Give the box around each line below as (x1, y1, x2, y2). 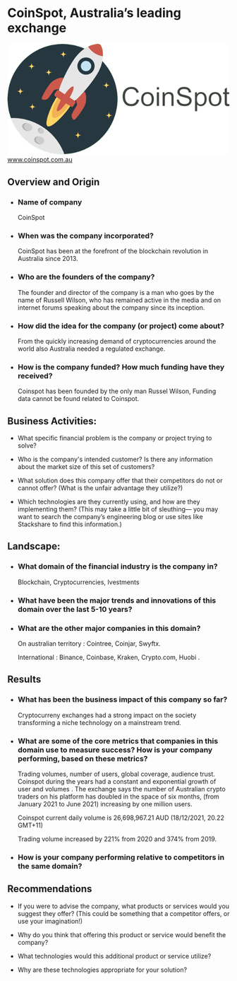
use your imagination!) (17, 917, 83, 925)
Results (7, 673, 42, 685)
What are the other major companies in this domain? (17, 623, 201, 633)
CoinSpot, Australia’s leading (7, 5, 181, 21)
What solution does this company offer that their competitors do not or (17, 476, 223, 484)
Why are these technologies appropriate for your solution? (17, 965, 188, 974)
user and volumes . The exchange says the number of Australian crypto (17, 784, 226, 793)
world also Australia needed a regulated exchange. (17, 344, 166, 353)
